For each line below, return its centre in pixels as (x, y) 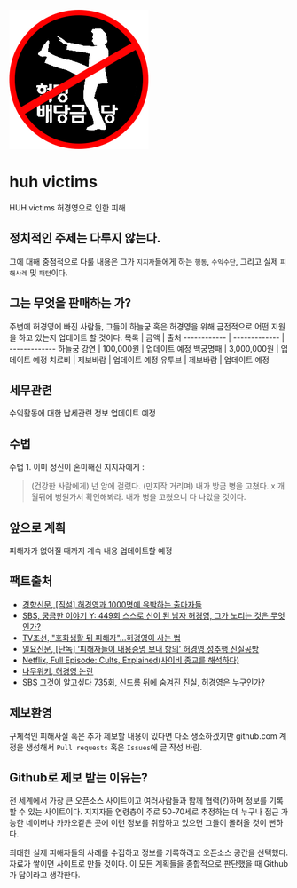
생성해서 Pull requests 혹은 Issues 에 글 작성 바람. (113, 747)
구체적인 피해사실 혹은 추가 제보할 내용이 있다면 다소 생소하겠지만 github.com (143, 736)
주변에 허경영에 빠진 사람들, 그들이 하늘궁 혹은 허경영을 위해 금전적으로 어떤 (139, 326)
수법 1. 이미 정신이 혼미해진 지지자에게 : (77, 467)
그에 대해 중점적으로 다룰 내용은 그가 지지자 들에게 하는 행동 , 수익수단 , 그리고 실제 (144, 261)
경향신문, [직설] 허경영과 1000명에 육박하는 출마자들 (112, 604)
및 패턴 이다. (49, 273)
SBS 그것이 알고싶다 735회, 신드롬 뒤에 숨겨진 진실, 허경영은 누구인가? (144, 682)
